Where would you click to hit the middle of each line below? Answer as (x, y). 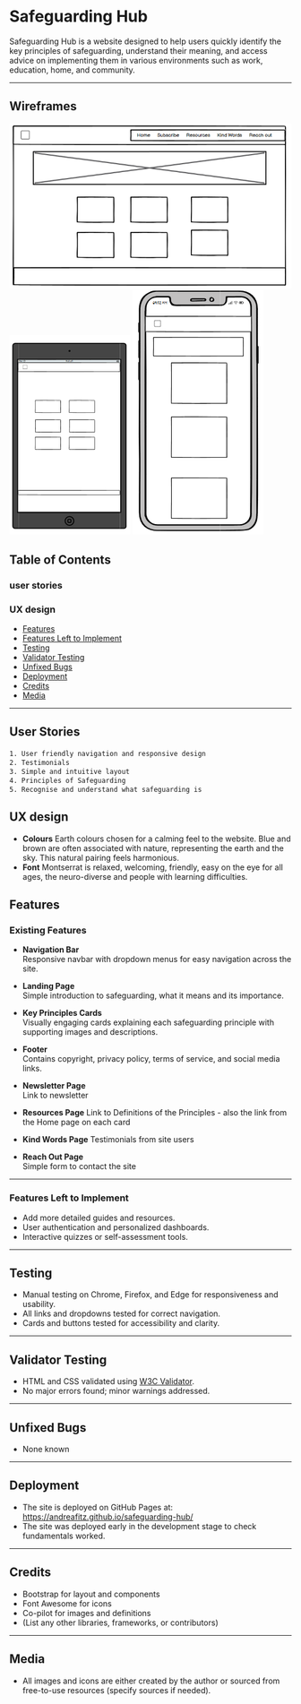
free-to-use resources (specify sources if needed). (116, 1690)
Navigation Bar (51, 950)
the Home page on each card (76, 1123)
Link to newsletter (55, 1096)
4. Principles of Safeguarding (68, 780)
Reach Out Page (52, 1157)
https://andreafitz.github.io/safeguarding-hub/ (108, 1517)
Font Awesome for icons (67, 1603)
